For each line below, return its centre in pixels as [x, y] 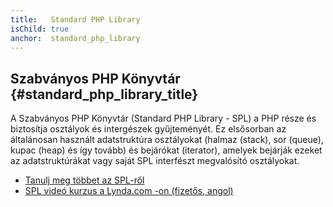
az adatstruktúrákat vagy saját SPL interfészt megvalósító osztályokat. [155, 161]
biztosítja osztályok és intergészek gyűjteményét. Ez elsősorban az [148, 129]
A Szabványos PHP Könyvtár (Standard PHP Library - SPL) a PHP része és [163, 118]
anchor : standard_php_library [75, 38]
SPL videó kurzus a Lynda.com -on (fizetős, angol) [129, 191]
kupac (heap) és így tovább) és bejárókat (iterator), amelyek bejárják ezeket [166, 150]
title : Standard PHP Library [75, 19]
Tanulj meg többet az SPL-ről [84, 180]
